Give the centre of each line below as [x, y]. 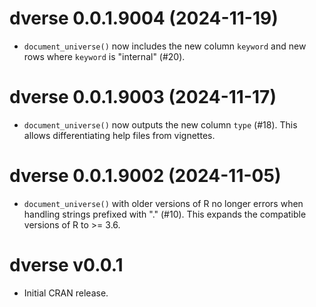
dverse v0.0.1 [66, 265]
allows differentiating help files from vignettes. [119, 135]
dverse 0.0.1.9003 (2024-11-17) [143, 97]
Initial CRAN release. [66, 293]
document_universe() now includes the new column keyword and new [165, 46]
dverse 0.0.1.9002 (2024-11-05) [145, 176]
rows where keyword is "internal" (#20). [104, 56]
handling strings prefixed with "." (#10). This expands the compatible [165, 214]
